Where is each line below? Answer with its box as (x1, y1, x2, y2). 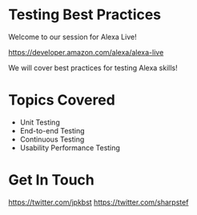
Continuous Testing (19, 134, 85, 144)
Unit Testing (19, 117, 60, 127)
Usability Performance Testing (19, 142, 120, 153)
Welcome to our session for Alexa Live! (8, 32, 138, 42)
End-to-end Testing (19, 125, 86, 135)
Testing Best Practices (8, 6, 162, 24)
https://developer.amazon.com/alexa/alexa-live (8, 47, 164, 57)
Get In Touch (8, 171, 94, 189)
